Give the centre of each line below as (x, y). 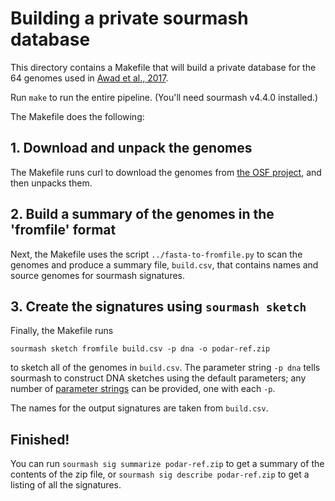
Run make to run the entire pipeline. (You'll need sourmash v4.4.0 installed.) (164, 97)
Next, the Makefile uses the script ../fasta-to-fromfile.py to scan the (156, 254)
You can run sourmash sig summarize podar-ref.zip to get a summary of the (167, 464)
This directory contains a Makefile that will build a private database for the (163, 67)
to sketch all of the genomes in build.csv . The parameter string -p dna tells (165, 368)
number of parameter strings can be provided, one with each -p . (143, 389)
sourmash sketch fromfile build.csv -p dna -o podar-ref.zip (140, 349)
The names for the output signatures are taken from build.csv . (139, 408)
